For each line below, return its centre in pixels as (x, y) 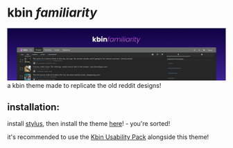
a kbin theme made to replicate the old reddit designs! (84, 85)
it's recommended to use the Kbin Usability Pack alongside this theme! (108, 137)
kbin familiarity (52, 13)
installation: (34, 107)
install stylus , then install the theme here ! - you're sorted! (89, 124)
